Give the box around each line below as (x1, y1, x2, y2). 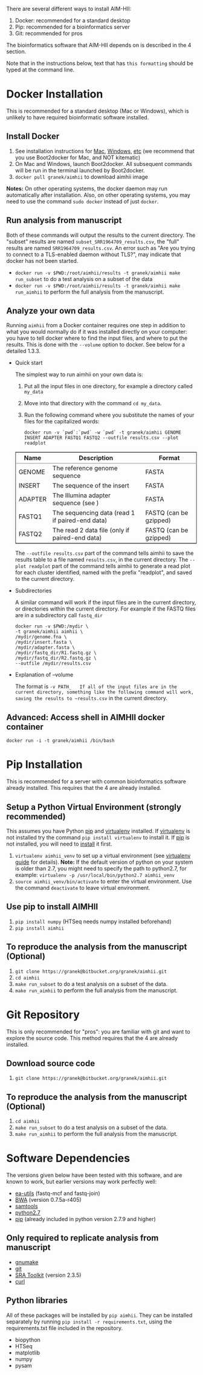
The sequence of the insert (52, 482, 130, 490)
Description (79, 454, 114, 462)
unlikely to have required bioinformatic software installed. (6, 113, 149, 121)
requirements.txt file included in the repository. (6, 1324, 123, 1331)
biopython (14, 1336, 41, 1344)
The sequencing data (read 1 (52, 509, 135, 517)
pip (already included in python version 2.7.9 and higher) (14, 1216, 156, 1223)
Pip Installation (6, 758, 83, 772)
